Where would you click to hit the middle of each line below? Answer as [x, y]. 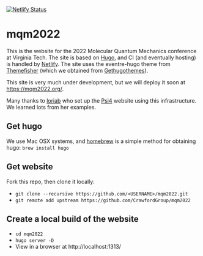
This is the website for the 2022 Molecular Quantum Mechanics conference [102, 51]
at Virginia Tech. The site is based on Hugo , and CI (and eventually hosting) [102, 57]
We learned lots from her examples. [51, 107]
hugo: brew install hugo [38, 147]
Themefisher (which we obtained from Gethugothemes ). [77, 70]
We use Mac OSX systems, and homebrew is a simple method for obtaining [101, 141]
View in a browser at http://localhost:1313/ [68, 247]
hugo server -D [35, 241]
